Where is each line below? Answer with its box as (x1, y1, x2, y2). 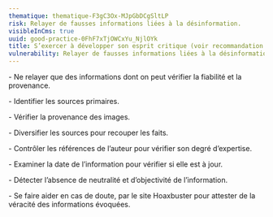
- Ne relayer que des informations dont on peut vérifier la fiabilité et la (8, 72, 242, 81)
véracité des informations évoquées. (8, 200, 131, 209)
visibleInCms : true (8, 27, 75, 35)
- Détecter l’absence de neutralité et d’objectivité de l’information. (8, 176, 228, 184)
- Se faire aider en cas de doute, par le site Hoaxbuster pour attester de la (8, 191, 256, 200)
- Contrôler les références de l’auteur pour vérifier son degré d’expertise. (8, 144, 253, 153)
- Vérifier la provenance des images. (8, 112, 131, 122)
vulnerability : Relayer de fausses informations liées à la (8, 50, 217, 58)
